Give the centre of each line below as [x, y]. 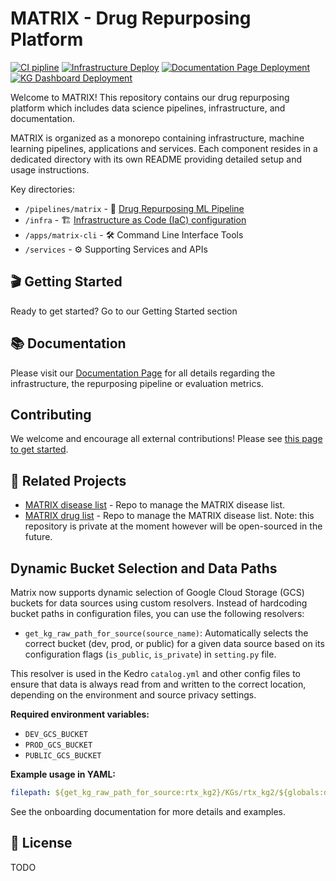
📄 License [41, 843]
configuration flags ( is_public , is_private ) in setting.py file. [150, 654]
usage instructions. [50, 169]
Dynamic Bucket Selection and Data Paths [144, 568]
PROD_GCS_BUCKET [58, 745]
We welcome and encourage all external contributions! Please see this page [166, 439]
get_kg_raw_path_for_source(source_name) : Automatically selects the [166, 633]
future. [38, 537]
